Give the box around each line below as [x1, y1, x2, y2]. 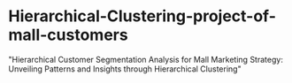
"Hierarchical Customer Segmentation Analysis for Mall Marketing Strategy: [8, 54, 284, 64]
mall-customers [8, 25, 129, 45]
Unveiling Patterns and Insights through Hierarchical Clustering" [8, 64, 242, 74]
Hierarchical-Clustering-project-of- [8, 6, 276, 26]
